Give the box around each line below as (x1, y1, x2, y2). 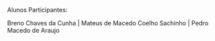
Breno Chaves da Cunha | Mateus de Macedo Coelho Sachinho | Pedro (7, 19, 209, 27)
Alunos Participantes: (7, 6, 68, 14)
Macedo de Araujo (7, 27, 60, 34)
